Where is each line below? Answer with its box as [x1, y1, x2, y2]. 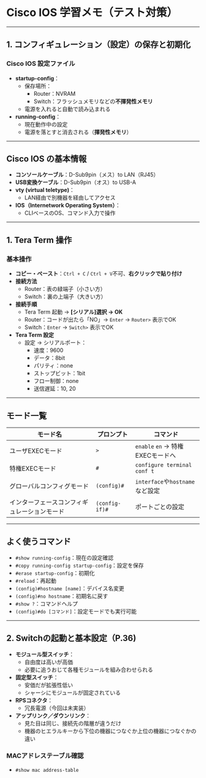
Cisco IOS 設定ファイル [6, 60, 75, 68]
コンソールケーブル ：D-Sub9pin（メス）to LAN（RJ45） [15, 171, 159, 179]
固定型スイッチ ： [15, 673, 59, 681]
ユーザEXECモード [9, 446, 63, 455]
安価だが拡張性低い [24, 681, 74, 688]
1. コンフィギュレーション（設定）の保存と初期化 [6, 39, 191, 50]
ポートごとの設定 [135, 503, 185, 511]
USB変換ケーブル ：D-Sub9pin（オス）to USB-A [15, 179, 136, 186]
